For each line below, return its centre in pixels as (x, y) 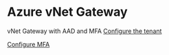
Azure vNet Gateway (68, 12)
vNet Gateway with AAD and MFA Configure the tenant (84, 31)
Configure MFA (29, 44)
